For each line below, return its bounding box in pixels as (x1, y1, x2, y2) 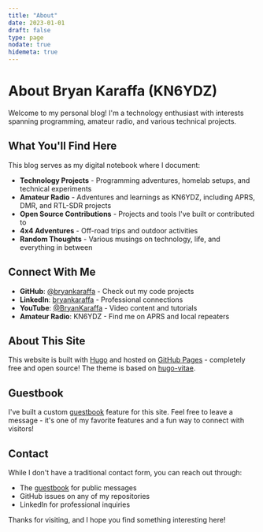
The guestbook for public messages (19, 483, 137, 493)
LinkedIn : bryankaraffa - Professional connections (19, 295, 183, 304)
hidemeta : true (8, 48, 58, 56)
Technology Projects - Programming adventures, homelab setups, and (19, 175, 250, 185)
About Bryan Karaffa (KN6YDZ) (8, 82, 218, 100)
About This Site (8, 334, 86, 348)
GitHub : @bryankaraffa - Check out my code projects (19, 286, 194, 296)
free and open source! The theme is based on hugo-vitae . (8, 363, 196, 373)
